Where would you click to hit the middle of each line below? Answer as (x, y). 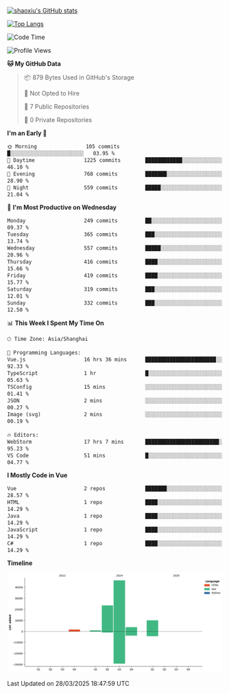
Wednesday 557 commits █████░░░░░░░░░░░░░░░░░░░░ (115, 248)
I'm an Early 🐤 (27, 133)
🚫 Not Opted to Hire (52, 93)
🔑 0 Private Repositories (58, 120)
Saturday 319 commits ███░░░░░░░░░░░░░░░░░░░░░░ (115, 289)
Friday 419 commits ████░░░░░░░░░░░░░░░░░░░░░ (115, 276)
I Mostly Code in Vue (37, 475)
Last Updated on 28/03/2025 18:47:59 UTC (68, 684)
